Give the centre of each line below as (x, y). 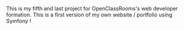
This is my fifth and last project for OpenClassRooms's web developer (92, 9)
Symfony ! (19, 21)
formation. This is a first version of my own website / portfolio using (89, 15)
